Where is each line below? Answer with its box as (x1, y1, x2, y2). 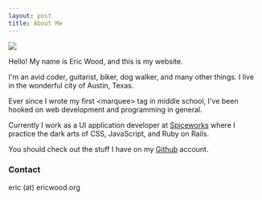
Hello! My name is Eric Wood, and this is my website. (8, 56, 183, 66)
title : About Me (8, 19, 63, 27)
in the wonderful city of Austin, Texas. (8, 80, 134, 90)
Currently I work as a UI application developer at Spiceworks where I (8, 120, 235, 129)
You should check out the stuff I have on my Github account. (8, 144, 209, 153)
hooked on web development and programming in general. (8, 104, 203, 114)
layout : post (8, 11, 52, 20)
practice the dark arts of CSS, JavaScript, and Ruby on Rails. (8, 129, 209, 138)
